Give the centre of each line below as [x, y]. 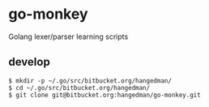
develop [29, 62]
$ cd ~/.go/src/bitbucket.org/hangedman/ [79, 88]
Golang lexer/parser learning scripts [68, 36]
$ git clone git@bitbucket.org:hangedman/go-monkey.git [104, 95]
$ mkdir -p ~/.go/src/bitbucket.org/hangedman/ [90, 81]
